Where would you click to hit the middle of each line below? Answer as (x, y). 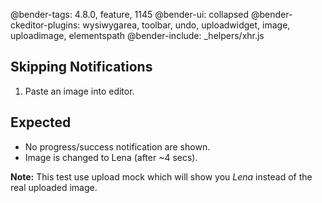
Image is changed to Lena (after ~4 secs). (111, 157)
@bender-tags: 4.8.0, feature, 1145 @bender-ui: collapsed (130, 14)
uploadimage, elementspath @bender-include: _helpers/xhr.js (137, 35)
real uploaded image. (54, 187)
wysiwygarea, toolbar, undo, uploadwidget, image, (186, 25)
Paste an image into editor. (79, 91)
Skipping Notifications (81, 67)
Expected (41, 122)
